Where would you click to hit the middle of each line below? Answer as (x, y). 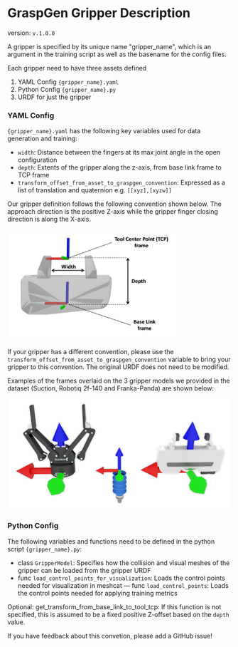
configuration (37, 160)
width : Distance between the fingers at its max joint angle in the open (119, 152)
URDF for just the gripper (54, 97)
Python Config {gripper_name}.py (66, 89)
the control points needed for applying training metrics (97, 593)
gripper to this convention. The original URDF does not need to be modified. (118, 367)
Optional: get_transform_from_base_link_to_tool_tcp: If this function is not (114, 606)
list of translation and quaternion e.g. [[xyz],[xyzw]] (94, 190)
